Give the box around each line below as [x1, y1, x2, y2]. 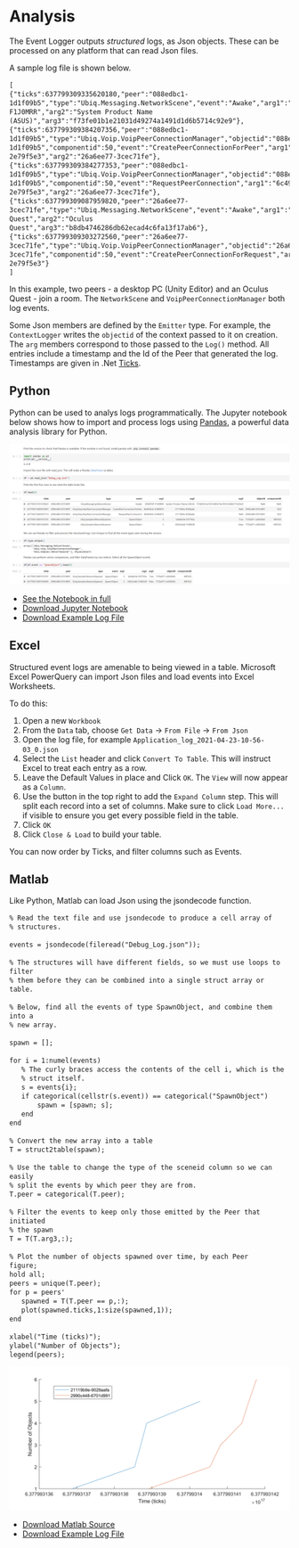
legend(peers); [9, 1350, 66, 1360]
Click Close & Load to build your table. [21, 829, 162, 840]
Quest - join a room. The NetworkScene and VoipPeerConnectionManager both [9, 292, 286, 304]
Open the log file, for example [21, 733, 132, 745]
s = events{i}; [20, 1083, 77, 1093]
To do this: [9, 698, 48, 708]
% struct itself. [20, 1074, 86, 1084]
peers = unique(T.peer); [9, 1279, 101, 1289]
